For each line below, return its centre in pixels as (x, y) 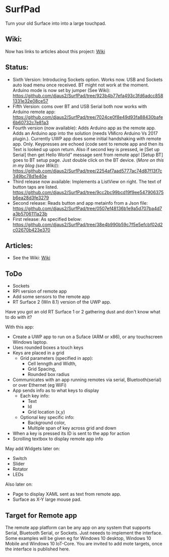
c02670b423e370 (31, 230)
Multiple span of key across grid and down (72, 428)
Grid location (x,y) (46, 412)
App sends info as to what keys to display (56, 391)
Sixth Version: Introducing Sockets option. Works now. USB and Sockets (88, 79)
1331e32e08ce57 (30, 101)
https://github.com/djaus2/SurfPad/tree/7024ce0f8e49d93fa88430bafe (88, 117)
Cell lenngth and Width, (52, 364)
